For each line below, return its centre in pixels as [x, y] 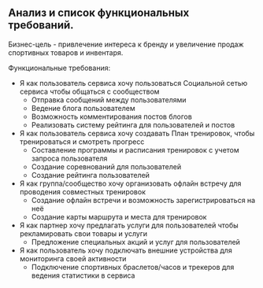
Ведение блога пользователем [83, 108]
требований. [41, 26]
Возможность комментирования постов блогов [112, 116]
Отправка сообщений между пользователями [109, 100]
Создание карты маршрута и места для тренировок [119, 216]
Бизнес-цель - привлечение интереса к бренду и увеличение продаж [126, 44]
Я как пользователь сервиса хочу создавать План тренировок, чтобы [137, 133]
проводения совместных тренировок [83, 191]
